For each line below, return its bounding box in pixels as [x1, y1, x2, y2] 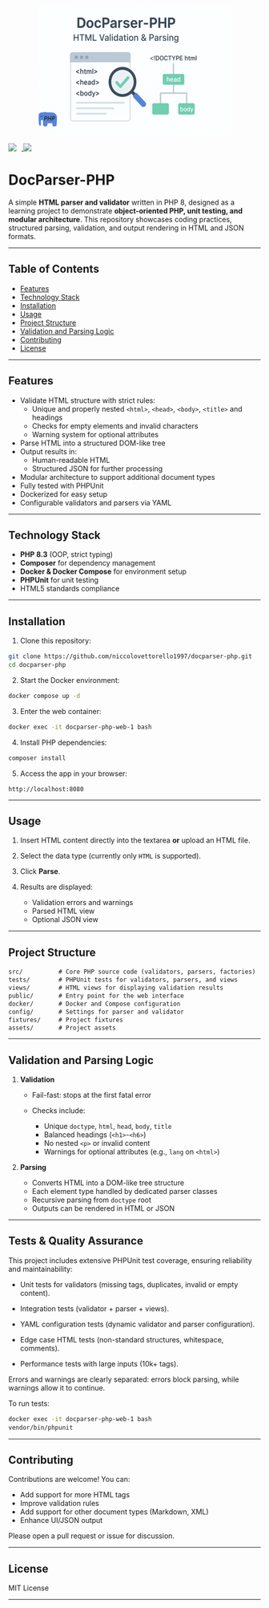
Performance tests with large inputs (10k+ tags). [19, 1358, 179, 1368]
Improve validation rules [19, 1499, 100, 1509]
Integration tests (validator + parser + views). [19, 1303, 170, 1314]
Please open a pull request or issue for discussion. [8, 1531, 175, 1541]
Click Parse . [19, 867, 61, 876]
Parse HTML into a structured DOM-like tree [19, 438, 166, 448]
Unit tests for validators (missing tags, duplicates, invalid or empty [19, 1279, 239, 1289]
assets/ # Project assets [8, 1024, 116, 1033]
